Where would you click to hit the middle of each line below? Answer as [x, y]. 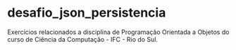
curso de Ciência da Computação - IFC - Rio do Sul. [83, 39]
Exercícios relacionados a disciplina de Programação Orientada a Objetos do [118, 32]
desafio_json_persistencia [87, 13]
